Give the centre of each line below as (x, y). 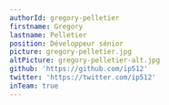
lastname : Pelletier (49, 35)
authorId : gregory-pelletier (65, 18)
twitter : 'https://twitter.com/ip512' (83, 78)
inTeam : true (34, 86)
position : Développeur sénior (67, 43)
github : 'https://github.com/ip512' (79, 69)
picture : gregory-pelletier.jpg (70, 52)
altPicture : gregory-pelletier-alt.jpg (85, 60)
